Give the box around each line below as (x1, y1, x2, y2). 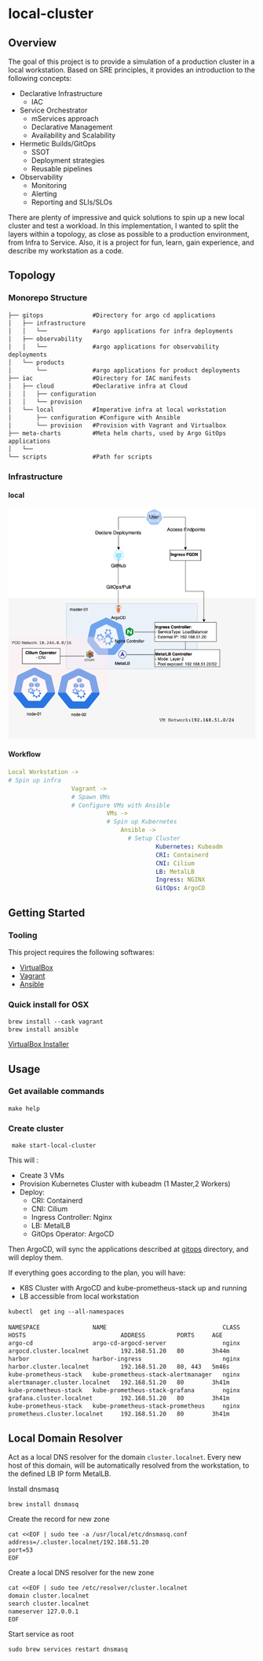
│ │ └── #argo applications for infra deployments (8, 327, 234, 335)
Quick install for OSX (8, 999, 89, 1010)
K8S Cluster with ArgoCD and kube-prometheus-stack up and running (19, 1283, 247, 1293)
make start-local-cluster (11, 1142, 97, 1150)
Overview (8, 36, 57, 50)
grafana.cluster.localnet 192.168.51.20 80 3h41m (8, 1394, 230, 1402)
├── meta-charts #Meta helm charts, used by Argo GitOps (8, 429, 226, 437)
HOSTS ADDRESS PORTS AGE (8, 1331, 223, 1339)
